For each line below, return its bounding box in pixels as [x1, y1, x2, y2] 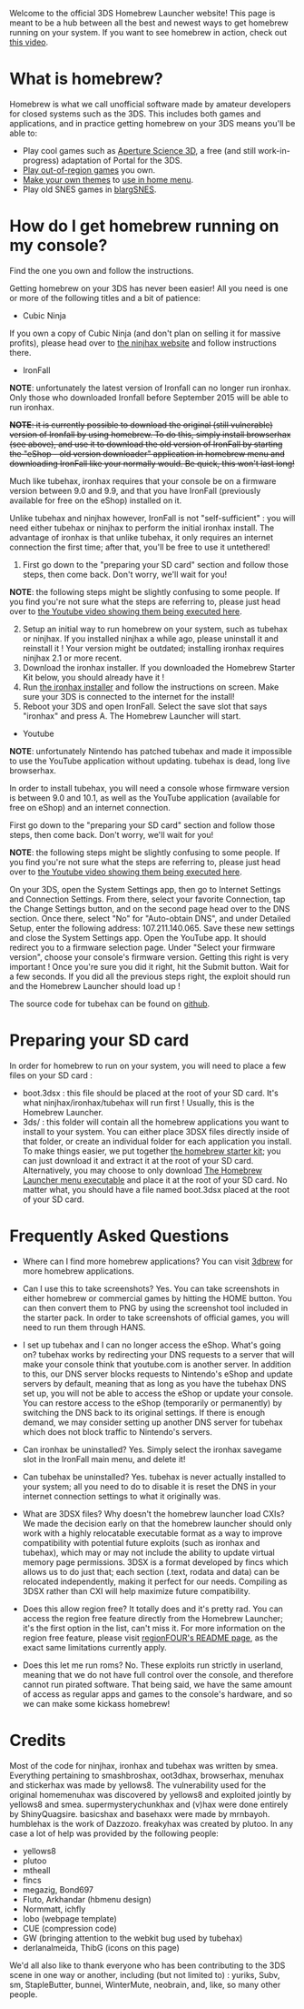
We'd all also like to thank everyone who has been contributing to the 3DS [9, 1960, 286, 1971]
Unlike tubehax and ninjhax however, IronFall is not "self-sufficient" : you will [9, 512, 296, 523]
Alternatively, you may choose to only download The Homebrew [22, 1165, 263, 1176]
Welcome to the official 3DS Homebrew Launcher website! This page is [9, 8, 276, 18]
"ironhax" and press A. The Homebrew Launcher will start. [22, 710, 241, 722]
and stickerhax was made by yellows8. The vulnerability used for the [9, 1779, 266, 1791]
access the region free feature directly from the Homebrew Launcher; [22, 1612, 283, 1623]
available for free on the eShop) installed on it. [9, 495, 182, 506]
